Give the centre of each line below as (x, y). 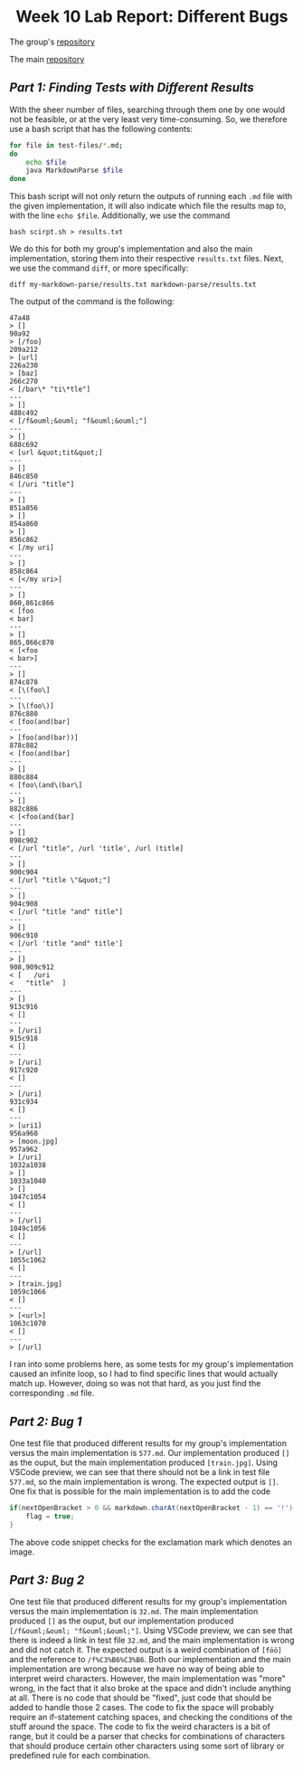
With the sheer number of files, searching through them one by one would (147, 109)
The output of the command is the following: (92, 301)
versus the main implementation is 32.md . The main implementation (134, 1612)
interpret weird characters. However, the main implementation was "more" (148, 1679)
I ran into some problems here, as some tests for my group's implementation (151, 1365)
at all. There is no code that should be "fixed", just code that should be (141, 1698)
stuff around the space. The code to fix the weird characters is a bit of (140, 1727)
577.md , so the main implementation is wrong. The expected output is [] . (144, 1481)
